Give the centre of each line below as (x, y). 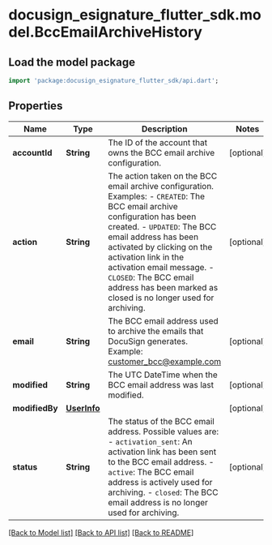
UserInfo (83, 408)
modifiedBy (35, 408)
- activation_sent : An (150, 441)
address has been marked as (163, 287)
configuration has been (152, 217)
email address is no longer (158, 502)
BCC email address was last (161, 384)
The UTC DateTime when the (163, 375)
